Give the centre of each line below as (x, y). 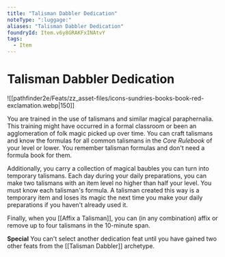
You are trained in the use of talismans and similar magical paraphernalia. (110, 119)
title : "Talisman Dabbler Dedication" (62, 13)
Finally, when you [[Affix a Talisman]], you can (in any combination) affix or (112, 218)
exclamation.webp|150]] (41, 105)
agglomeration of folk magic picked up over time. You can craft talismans (110, 133)
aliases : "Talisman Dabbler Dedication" (66, 26)
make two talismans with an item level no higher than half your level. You (109, 183)
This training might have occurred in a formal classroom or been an (102, 126)
